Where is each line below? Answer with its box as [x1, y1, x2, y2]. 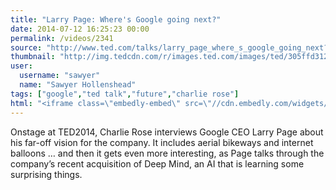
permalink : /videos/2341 [10, 33, 114, 43]
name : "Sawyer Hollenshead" [19, 80, 137, 90]
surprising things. [10, 168, 83, 180]
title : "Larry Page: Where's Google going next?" [10, 14, 222, 25]
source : [10, 42, 43, 53]
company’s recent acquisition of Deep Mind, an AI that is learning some [10, 157, 305, 170]
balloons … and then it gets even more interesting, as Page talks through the [10, 147, 325, 159]
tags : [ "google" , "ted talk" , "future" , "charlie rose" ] [10, 89, 240, 99]
